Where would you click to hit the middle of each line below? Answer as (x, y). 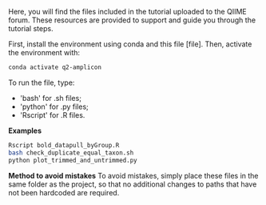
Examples (25, 131)
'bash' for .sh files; (51, 98)
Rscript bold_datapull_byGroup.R (64, 145)
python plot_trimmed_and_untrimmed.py (73, 160)
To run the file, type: (42, 82)
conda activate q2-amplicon (55, 67)
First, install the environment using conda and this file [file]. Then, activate (130, 44)
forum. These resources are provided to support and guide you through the (132, 20)
